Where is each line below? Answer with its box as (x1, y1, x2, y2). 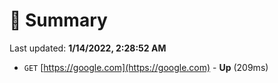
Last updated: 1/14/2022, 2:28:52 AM (9, 42, 167, 54)
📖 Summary (9, 9, 108, 32)
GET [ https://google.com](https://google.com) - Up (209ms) (23, 61, 269, 73)
